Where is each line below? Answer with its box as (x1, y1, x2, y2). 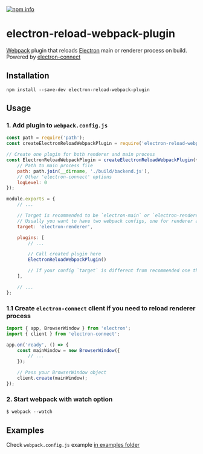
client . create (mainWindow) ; (17, 375, 88, 382)
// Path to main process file (17, 162, 94, 168)
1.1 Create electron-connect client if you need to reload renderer (6, 304, 196, 312)
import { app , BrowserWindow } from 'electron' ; (6, 325, 131, 331)
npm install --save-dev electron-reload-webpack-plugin (6, 86, 150, 93)
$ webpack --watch (6, 409, 53, 415)
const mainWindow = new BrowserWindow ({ (17, 347, 120, 353)
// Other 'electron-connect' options (17, 174, 112, 180)
